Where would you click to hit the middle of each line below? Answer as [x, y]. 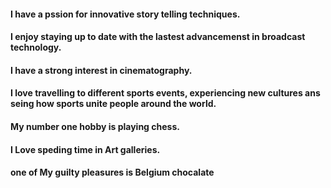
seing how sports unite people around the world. [113, 104]
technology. [36, 47]
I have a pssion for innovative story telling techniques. [125, 14]
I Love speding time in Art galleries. [85, 149]
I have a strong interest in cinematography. [101, 70]
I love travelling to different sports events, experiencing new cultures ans [165, 93]
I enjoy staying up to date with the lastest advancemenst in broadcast [158, 37]
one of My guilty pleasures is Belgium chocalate [112, 172]
